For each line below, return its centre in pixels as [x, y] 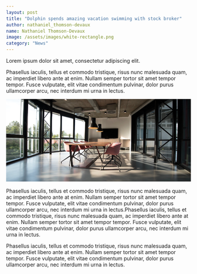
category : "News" [27, 43]
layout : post [22, 12]
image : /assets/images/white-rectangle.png [60, 37]
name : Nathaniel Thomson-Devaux [45, 31]
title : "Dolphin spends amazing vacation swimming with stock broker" [94, 18]
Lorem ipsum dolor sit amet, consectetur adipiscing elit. [73, 61]
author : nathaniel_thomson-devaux [48, 25]
